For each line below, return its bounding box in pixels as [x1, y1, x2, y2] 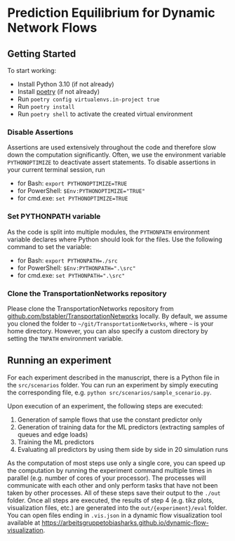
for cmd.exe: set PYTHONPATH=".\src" [17, 271, 125, 279]
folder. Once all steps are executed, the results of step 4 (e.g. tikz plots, [7, 496, 214, 505]
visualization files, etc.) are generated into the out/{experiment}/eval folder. [7, 503, 227, 512]
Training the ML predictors [17, 437, 95, 446]
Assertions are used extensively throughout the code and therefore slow [7, 143, 217, 152]
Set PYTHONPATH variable [7, 212, 101, 222]
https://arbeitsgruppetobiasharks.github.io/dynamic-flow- [41, 518, 209, 527]
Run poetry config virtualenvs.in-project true [17, 95, 160, 103]
